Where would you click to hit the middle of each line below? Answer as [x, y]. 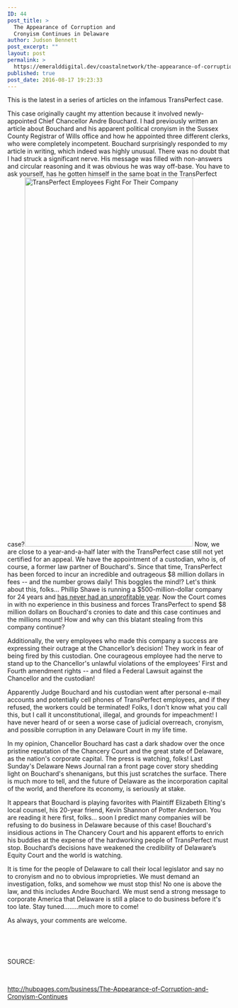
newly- [194, 113]
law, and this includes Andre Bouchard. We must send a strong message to [117, 892]
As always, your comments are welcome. [67, 920]
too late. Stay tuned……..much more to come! [73, 907]
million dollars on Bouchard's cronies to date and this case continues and [114, 612]
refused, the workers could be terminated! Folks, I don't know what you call [117, 707]
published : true [31, 73]
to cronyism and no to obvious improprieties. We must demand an [103, 877]
